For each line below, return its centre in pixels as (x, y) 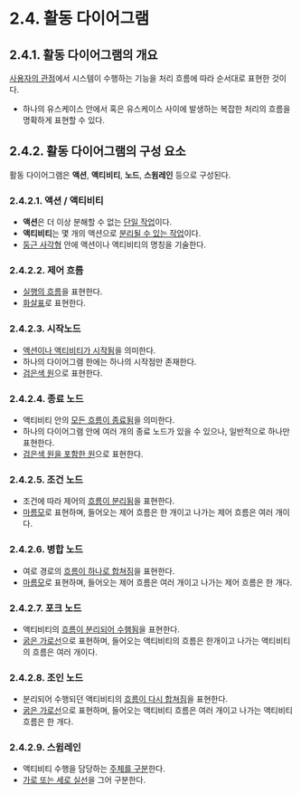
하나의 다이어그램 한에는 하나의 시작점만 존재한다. (109, 361)
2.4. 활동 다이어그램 (80, 19)
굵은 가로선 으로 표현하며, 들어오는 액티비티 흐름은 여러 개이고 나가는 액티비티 (158, 711)
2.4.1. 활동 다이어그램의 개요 (84, 55)
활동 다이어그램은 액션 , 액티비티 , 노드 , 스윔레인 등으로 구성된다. (120, 175)
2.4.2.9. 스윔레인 (45, 748)
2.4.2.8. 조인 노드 (47, 677)
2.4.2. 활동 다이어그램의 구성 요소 (98, 152)
